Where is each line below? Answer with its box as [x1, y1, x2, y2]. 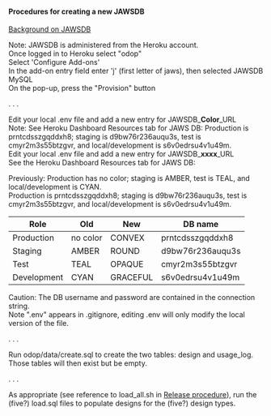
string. [8, 301, 30, 311]
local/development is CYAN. [8, 182, 102, 192]
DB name [183, 219, 219, 230]
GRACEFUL [110, 272, 154, 283]
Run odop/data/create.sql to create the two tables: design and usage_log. [8, 350, 253, 360]
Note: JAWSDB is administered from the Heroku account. [8, 41, 199, 50]
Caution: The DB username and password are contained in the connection [8, 293, 256, 302]
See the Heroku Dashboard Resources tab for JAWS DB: [8, 158, 196, 168]
